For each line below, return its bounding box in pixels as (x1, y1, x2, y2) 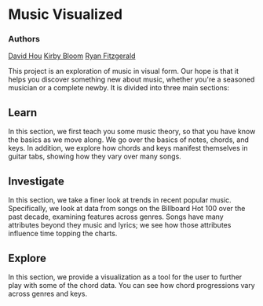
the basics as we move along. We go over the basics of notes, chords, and (8, 135, 249, 144)
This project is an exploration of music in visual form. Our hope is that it (8, 67, 239, 76)
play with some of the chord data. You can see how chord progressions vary (8, 280, 255, 290)
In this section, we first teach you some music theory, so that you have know (8, 127, 256, 137)
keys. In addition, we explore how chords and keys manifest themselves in (8, 144, 248, 153)
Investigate (8, 174, 64, 188)
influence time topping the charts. (8, 229, 118, 239)
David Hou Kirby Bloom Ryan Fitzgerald (8, 51, 136, 60)
